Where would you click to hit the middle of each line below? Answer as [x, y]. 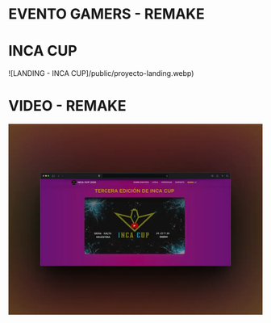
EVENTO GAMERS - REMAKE [107, 14]
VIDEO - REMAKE [67, 106]
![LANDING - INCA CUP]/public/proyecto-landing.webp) [101, 73]
